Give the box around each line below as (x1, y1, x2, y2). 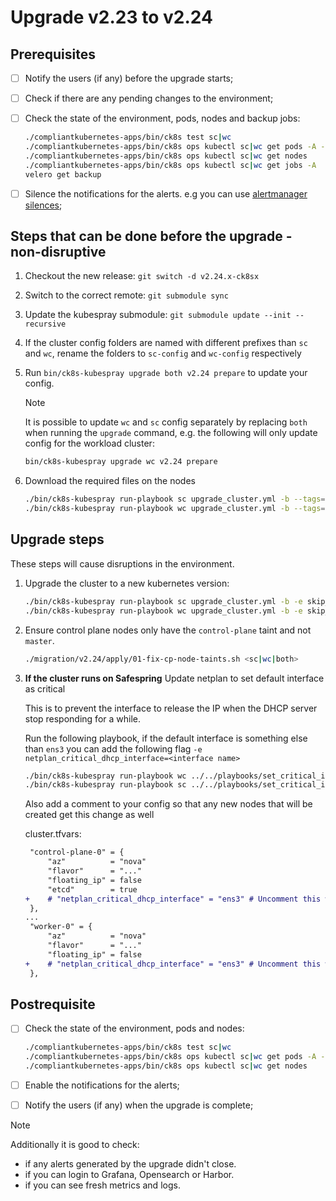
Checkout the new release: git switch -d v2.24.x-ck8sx (24, 270, 260, 282)
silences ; (24, 199, 63, 211)
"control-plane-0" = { (29, 847, 125, 858)
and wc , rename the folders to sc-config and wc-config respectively (24, 347, 302, 360)
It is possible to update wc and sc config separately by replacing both (24, 416, 308, 428)
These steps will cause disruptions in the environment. (10, 557, 235, 570)
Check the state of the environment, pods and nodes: (24, 1022, 245, 1035)
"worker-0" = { (29, 922, 93, 932)
